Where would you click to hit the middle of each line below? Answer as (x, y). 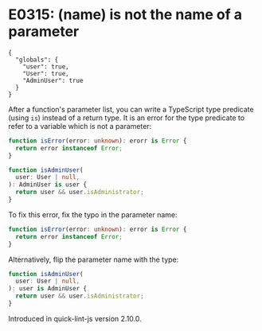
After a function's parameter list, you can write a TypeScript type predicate (131, 109)
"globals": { (37, 60)
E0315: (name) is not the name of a (125, 15)
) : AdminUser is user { (48, 185)
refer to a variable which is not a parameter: (80, 126)
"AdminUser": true (53, 80)
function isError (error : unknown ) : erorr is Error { (98, 141)
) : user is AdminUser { (48, 289)
